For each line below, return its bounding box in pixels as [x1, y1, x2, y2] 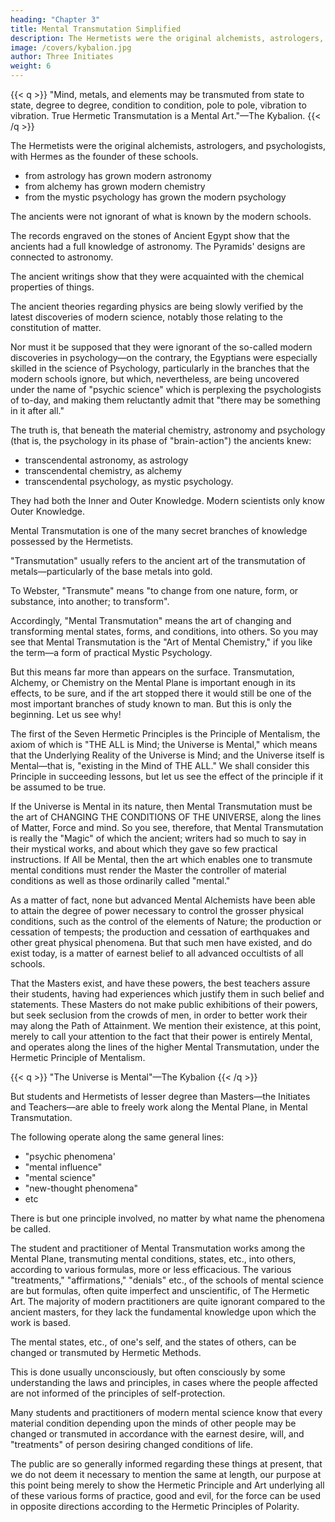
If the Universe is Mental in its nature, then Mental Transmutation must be [10, 801, 313, 812]
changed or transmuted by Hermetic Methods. [10, 1347, 202, 1358]
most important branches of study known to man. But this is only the [10, 698, 293, 710]
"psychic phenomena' [24, 1151, 116, 1162]
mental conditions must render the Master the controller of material [10, 864, 287, 876]
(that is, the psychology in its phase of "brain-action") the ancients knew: [10, 435, 312, 446]
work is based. [10, 1317, 72, 1328]
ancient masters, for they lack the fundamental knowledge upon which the [10, 1306, 317, 1318]
